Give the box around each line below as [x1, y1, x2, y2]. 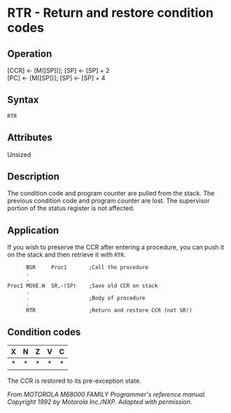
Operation [7, 48, 52, 60]
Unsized [7, 150, 31, 158]
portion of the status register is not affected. [7, 204, 135, 212]
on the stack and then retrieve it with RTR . [7, 250, 126, 259]
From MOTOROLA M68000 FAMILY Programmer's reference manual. [7, 391, 206, 399]
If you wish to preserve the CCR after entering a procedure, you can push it [7, 243, 225, 252]
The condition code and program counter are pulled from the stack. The [7, 189, 215, 198]
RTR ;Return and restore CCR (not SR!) [25, 307, 192, 314]
